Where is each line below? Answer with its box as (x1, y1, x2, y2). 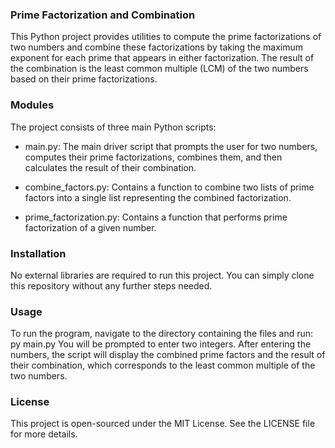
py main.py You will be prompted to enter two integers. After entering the (10, 338, 312, 350)
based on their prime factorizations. (10, 73, 158, 85)
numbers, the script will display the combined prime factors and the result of (10, 349, 326, 361)
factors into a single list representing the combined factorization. (24, 191, 292, 203)
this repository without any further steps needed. (10, 279, 213, 292)
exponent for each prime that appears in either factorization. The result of (10, 52, 315, 64)
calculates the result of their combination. (24, 161, 197, 173)
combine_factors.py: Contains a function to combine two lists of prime (24, 181, 315, 193)
